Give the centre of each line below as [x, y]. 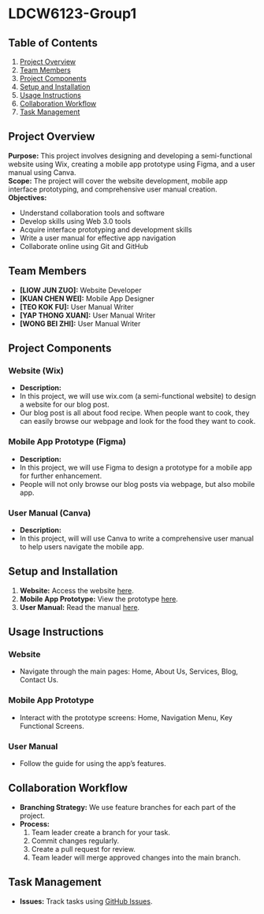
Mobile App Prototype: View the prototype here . [99, 599]
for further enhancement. [61, 476]
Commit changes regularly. [75, 841]
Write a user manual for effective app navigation [98, 238]
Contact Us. [39, 680]
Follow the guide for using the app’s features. [93, 764]
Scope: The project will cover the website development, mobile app [118, 180]
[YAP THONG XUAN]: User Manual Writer [87, 315]
